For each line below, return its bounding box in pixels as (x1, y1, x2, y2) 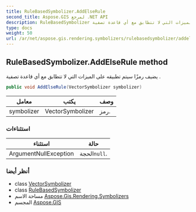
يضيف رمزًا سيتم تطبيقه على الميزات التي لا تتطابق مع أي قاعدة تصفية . (6, 72, 161, 79)
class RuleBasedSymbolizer (14, 186, 82, 193)
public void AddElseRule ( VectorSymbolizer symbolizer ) (6, 84, 142, 90)
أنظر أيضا (6, 167, 30, 175)
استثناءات (6, 124, 30, 133)
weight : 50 (6, 30, 33, 36)
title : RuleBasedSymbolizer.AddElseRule (6, 8, 106, 15)
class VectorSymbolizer (14, 180, 72, 187)
